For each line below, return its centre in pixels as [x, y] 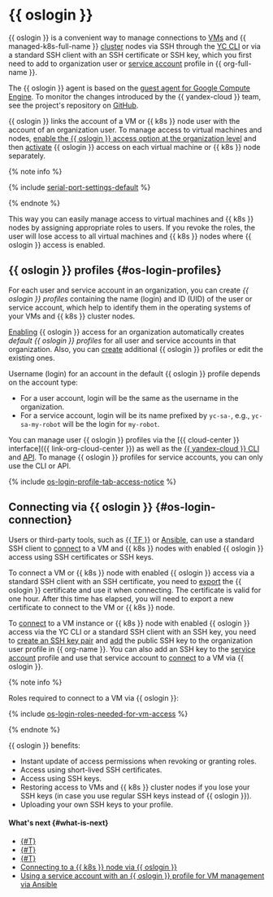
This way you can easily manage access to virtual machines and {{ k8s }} [131, 218]
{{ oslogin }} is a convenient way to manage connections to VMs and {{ [127, 37]
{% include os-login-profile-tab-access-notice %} [93, 481]
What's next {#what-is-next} [58, 823]
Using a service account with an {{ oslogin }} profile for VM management [142, 875]
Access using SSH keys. [61, 778]
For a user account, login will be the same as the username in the [129, 398]
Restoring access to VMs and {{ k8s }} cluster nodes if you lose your [135, 787]
